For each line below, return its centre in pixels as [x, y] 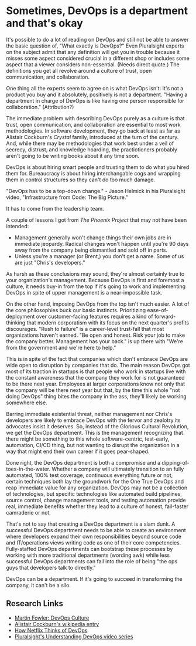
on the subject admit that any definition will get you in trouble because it [93, 52]
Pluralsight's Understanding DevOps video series [74, 636]
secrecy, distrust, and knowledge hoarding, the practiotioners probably [92, 149]
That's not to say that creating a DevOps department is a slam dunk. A [91, 524]
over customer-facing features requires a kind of [94, 316]
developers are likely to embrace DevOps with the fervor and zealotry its [93, 420]
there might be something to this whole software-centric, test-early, [88, 439]
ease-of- [158, 310]
